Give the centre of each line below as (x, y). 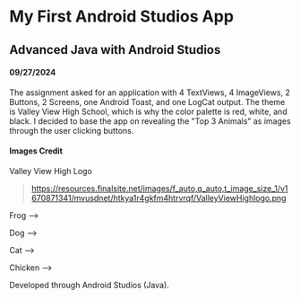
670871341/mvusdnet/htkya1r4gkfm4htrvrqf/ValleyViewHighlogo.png (159, 198)
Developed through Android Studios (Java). (90, 285)
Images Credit (36, 151)
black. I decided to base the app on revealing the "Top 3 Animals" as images (150, 121)
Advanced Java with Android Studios (115, 50)
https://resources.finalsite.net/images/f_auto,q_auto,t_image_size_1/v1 (159, 188)
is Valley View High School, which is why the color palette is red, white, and (149, 111)
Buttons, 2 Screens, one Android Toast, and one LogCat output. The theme (147, 101)
